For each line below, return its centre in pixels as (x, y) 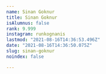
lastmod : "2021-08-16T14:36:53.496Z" (53, 40)
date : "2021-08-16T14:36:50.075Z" (49, 46)
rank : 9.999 (21, 29)
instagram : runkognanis (36, 34)
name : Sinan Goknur (31, 12)
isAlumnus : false (28, 23)
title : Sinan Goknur (32, 17)
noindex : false (25, 57)
